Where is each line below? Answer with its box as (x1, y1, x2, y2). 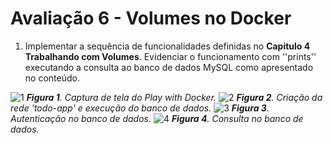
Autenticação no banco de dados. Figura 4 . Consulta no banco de (10, 112, 304, 124)
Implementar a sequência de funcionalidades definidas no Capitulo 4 (24, 40, 311, 52)
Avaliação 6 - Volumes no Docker (10, 7, 292, 30)
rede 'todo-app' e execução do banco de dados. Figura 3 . (10, 102, 270, 114)
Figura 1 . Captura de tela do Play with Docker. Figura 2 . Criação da (26, 91, 323, 103)
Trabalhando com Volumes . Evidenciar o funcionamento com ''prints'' (24, 50, 317, 62)
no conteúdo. (24, 72, 80, 84)
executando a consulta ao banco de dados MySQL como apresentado (24, 61, 314, 73)
